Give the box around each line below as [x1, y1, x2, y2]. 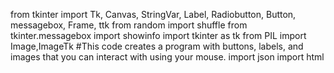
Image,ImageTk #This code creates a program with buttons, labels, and [10, 40, 304, 52]
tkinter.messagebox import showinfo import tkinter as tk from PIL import [10, 30, 307, 41]
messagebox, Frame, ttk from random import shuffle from [10, 19, 248, 31]
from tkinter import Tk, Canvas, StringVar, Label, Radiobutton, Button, [10, 9, 297, 20]
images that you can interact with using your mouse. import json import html [10, 51, 325, 63]
